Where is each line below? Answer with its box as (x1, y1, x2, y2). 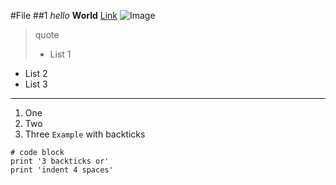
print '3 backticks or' (10, 156, 110, 166)
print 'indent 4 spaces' (10, 165, 114, 175)
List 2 (24, 68, 48, 79)
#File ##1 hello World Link (10, 10, 118, 21)
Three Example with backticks (24, 128, 146, 140)
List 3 (24, 78, 48, 90)
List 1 (49, 48, 72, 60)
